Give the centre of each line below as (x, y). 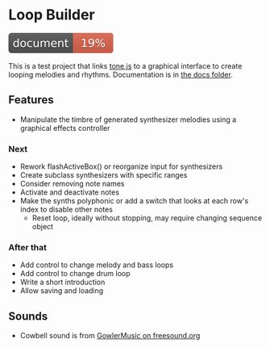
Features (31, 100)
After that (27, 247)
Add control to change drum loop (75, 274)
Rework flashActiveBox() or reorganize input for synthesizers (121, 166)
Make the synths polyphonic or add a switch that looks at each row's (134, 201)
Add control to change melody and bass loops (97, 265)
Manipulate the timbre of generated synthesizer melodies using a (128, 119)
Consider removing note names (72, 184)
